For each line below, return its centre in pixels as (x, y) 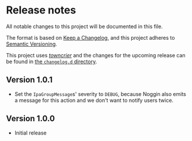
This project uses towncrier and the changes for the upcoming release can (96, 55)
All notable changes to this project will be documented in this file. (85, 26)
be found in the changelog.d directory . (52, 61)
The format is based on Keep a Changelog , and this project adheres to (90, 37)
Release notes (41, 10)
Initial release (30, 133)
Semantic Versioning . (32, 44)
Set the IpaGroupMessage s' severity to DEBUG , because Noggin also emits (100, 94)
